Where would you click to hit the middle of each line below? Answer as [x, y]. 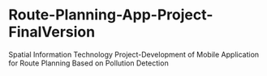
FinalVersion [52, 32]
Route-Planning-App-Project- [111, 15]
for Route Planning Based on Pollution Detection [88, 63]
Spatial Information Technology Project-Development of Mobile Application [134, 54]
